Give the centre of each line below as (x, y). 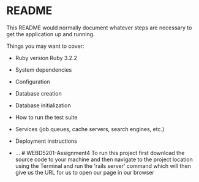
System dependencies (43, 70)
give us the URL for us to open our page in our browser (85, 172)
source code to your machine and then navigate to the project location (104, 159)
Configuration (32, 82)
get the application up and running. (51, 34)
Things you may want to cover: (45, 46)
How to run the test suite (46, 117)
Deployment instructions (46, 141)
